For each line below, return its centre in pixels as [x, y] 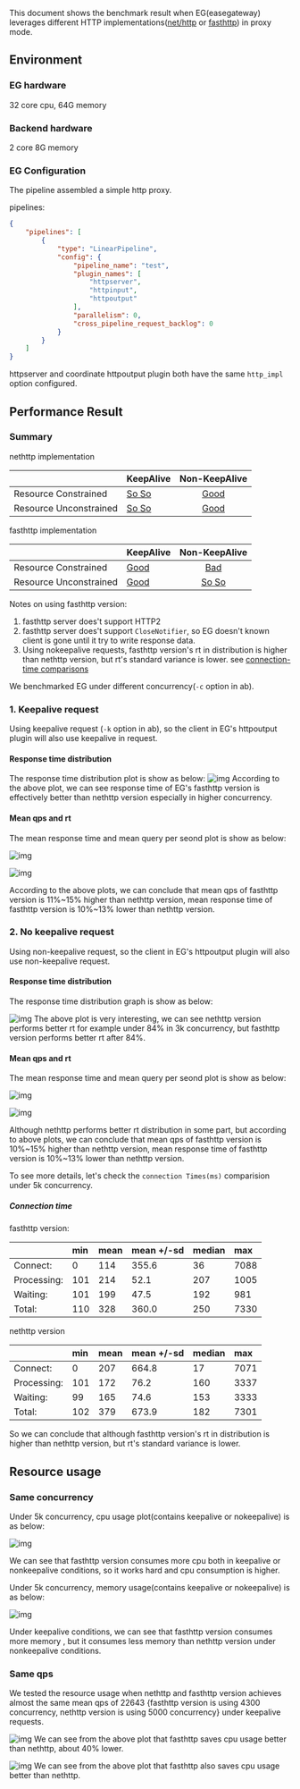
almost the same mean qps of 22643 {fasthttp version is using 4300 [135, 1703]
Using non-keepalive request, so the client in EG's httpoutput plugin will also [150, 951]
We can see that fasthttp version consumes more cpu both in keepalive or [145, 1560]
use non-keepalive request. [60, 961]
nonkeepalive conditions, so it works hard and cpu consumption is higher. [145, 1570]
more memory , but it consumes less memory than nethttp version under [143, 1641]
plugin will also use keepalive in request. [83, 738]
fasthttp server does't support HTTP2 [91, 621]
